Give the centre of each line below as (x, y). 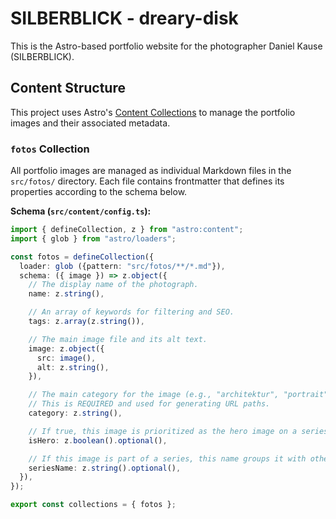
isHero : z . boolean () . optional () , (98, 440)
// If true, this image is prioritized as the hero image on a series (178, 431)
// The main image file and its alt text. (118, 339)
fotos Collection (50, 149)
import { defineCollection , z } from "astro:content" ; (127, 230)
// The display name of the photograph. (113, 285)
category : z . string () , (75, 413)
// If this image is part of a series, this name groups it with (167, 458)
